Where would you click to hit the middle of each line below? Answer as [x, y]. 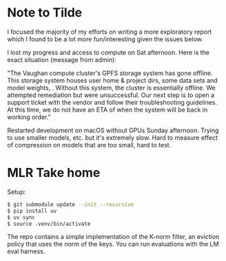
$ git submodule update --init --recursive [71, 205]
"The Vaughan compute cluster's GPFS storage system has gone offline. [110, 73]
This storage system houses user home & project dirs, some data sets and [113, 80]
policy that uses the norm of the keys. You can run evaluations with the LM [113, 244]
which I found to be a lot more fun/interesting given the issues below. [105, 39]
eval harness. [26, 251]
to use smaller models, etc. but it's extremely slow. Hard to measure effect [113, 137]
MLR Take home [54, 173]
